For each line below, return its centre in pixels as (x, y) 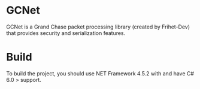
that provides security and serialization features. (66, 33)
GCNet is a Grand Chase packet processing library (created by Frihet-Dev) (98, 27)
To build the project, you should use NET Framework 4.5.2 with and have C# (100, 73)
